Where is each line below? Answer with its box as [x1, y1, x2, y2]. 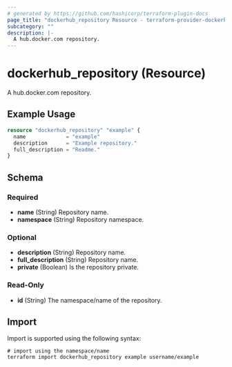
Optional [7, 232, 37, 242]
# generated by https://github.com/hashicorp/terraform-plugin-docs [7, 10, 209, 17]
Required [7, 192, 39, 202]
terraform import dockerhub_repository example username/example [7, 354, 199, 361]
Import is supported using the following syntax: [7, 335, 142, 343]
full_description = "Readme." [13, 146, 100, 153]
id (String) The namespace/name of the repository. [17, 296, 162, 304]
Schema [7, 171, 43, 183]
